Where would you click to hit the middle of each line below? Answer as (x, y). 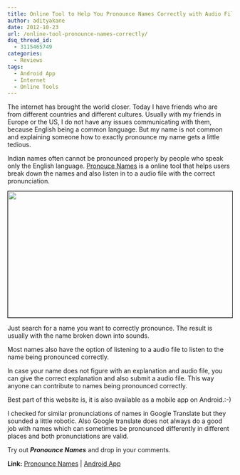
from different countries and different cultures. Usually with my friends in (114, 114)
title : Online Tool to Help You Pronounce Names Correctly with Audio (114, 14)
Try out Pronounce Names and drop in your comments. (89, 450)
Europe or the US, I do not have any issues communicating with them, (110, 122)
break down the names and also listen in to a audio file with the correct (111, 174)
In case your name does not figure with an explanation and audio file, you (115, 371)
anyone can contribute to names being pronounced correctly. (97, 386)
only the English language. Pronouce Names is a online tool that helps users (119, 166)
